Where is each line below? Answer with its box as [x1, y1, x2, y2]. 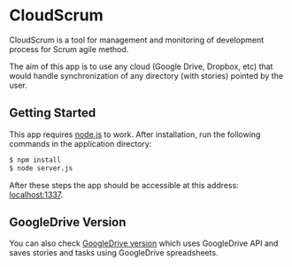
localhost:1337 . [9, 189, 64, 200]
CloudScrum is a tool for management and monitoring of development [9, 34, 265, 45]
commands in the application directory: [9, 138, 152, 149]
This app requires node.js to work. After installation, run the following [9, 129, 261, 140]
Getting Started [9, 105, 96, 120]
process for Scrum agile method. [9, 43, 129, 54]
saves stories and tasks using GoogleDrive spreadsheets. [9, 248, 219, 258]
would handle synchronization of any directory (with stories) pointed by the [9, 70, 284, 80]
